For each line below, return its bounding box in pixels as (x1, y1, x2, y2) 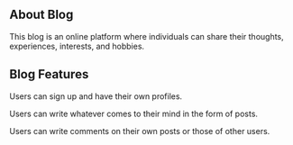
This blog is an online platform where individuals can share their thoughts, (9, 31, 284, 41)
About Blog (9, 7, 74, 23)
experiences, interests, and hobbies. (9, 41, 145, 51)
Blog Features (9, 67, 89, 82)
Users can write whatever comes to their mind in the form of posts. (9, 108, 259, 119)
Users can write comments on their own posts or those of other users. (9, 125, 270, 136)
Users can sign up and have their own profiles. (9, 90, 183, 102)
